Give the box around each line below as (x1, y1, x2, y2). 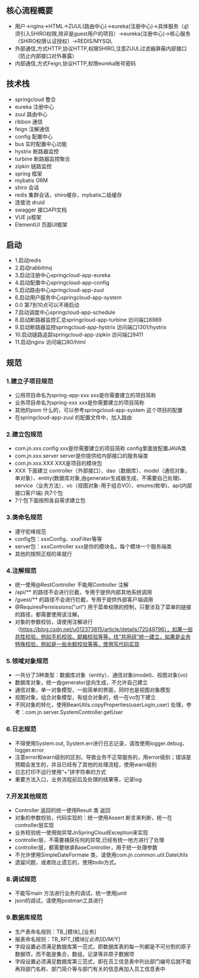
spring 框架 (14, 170, 43, 177)
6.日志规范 (6, 725, 37, 733)
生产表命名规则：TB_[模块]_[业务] (14, 928, 97, 935)
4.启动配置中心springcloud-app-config (14, 279, 110, 287)
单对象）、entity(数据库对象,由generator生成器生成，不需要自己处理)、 (14, 474, 185, 482)
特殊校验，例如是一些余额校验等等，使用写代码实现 (14, 641, 140, 648)
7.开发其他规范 (6, 792, 48, 800)
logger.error (14, 746, 44, 753)
